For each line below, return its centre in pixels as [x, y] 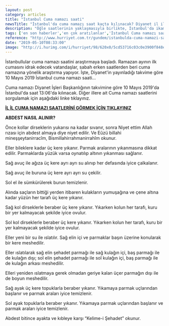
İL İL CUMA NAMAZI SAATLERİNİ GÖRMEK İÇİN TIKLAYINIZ [68, 108]
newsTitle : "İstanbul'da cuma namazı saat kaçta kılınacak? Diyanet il [82, 24]
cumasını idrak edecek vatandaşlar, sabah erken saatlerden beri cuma [78, 67]
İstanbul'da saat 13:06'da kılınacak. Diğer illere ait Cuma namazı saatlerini [81, 93]
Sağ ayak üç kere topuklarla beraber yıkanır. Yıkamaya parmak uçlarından [81, 288]
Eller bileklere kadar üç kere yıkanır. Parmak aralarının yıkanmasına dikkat [81, 148]
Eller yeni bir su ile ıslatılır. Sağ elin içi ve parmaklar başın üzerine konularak [83, 237]
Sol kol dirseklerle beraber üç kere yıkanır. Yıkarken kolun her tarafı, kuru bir [84, 222]
